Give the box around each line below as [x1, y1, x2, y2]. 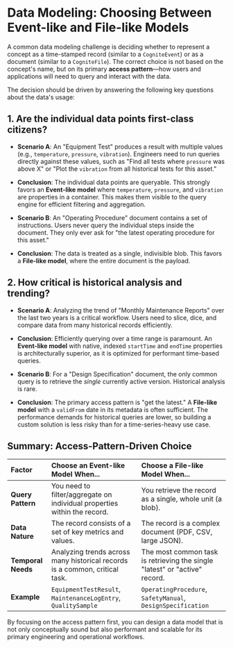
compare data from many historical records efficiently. [17, 321, 173, 329]
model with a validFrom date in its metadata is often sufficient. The [17, 405, 208, 414]
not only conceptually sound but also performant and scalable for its [7, 625, 202, 633]
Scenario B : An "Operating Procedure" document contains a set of [17, 213, 208, 222]
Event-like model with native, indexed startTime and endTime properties [17, 342, 223, 350]
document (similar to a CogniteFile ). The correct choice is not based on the [7, 57, 224, 65]
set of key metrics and [51, 527, 124, 537]
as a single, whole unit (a [141, 495, 222, 504]
